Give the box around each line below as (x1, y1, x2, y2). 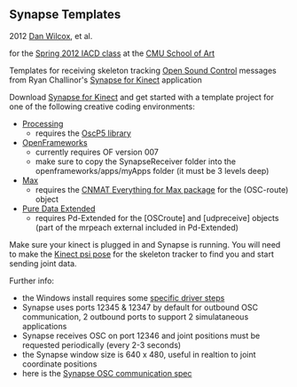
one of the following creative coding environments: (9, 101, 195, 112)
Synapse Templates (9, 7, 121, 22)
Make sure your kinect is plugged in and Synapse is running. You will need (9, 239, 281, 249)
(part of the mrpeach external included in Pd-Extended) (35, 222, 239, 233)
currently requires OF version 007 (35, 146, 160, 157)
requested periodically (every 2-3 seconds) (21, 339, 182, 350)
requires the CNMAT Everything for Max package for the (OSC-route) (35, 184, 289, 194)
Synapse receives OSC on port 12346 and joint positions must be (21, 330, 261, 341)
